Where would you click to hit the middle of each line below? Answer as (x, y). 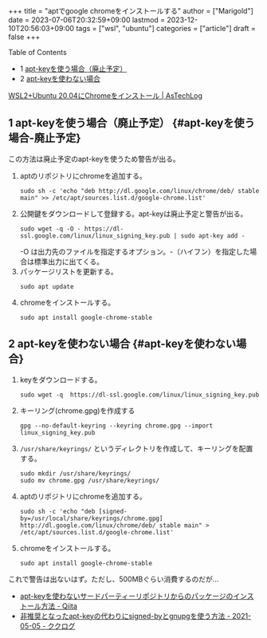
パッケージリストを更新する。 (69, 271)
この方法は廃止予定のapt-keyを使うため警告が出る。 (94, 159)
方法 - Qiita (59, 606)
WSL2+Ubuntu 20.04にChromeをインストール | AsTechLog (106, 96)
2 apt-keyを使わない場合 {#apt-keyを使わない (122, 344)
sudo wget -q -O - (50, 229)
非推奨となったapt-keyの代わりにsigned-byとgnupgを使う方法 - (125, 616)
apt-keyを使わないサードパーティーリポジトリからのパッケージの (126, 596)
